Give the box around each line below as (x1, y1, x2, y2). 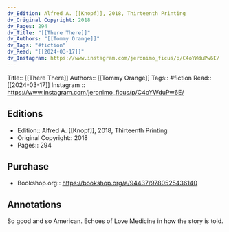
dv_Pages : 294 (7, 23, 48, 30)
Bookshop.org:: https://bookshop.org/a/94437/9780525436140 (17, 179, 198, 187)
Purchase (7, 161, 50, 172)
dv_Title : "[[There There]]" (7, 29, 91, 36)
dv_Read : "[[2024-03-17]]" (7, 49, 85, 56)
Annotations (7, 198, 62, 210)
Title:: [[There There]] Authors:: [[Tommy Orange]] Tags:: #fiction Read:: (7, 73, 212, 82)
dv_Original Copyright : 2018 (7, 16, 91, 23)
